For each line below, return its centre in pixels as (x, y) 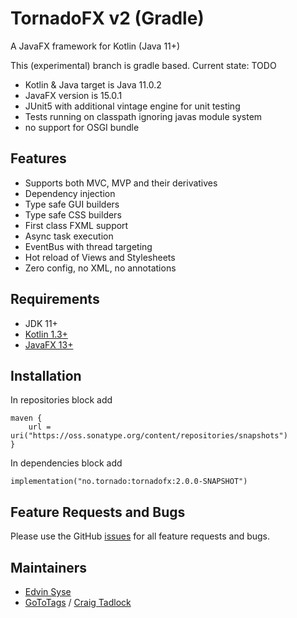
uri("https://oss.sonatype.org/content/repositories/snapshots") (149, 436)
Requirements (55, 299)
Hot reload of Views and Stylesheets (100, 257)
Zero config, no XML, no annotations (100, 268)
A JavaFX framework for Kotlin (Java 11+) (95, 46)
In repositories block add (61, 400)
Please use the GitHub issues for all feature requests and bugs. (140, 536)
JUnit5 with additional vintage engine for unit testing (132, 106)
